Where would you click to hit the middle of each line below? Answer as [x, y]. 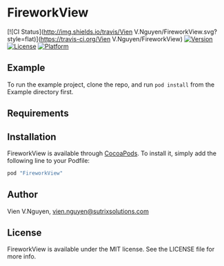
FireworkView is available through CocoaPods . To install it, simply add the [112, 153]
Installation [32, 136]
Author [22, 195]
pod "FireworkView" [35, 173]
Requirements [38, 114]
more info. [22, 256]
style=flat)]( [24, 38]
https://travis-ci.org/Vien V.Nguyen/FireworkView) [112, 38]
